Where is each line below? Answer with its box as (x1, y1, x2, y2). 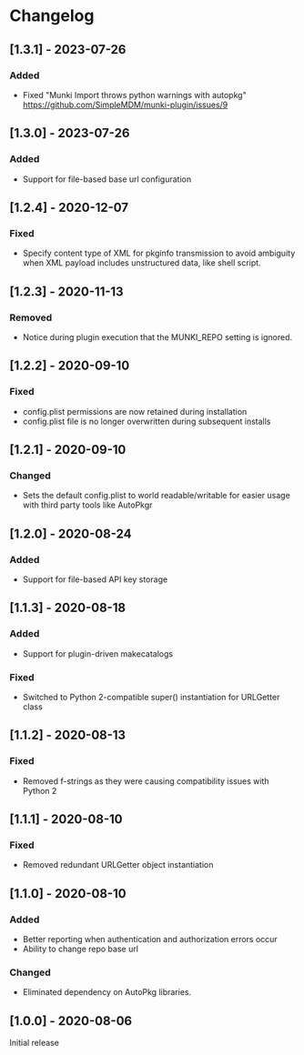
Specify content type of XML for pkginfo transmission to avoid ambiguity (22, 247, 296, 259)
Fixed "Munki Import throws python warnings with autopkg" (22, 89, 248, 100)
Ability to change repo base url (22, 943, 139, 955)
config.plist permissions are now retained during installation (22, 406, 248, 417)
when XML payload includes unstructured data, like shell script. (22, 257, 261, 268)
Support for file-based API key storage (22, 574, 168, 585)
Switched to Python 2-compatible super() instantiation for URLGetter (22, 691, 280, 702)
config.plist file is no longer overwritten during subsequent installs (22, 416, 271, 427)
